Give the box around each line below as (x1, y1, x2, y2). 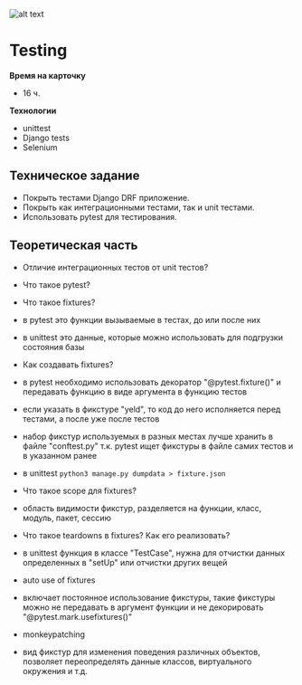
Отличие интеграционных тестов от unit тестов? (22, 262, 209, 272)
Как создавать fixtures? (22, 358, 114, 370)
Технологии (9, 105, 57, 116)
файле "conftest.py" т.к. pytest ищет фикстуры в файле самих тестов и (22, 440, 294, 452)
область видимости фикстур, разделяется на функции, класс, (22, 502, 262, 513)
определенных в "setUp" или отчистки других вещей (22, 557, 228, 567)
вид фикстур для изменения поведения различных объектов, (22, 646, 260, 657)
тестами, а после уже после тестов (22, 413, 160, 424)
